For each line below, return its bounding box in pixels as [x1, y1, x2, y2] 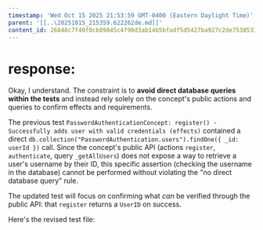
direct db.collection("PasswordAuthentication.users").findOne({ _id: [8, 134, 240, 144]
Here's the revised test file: [8, 215, 95, 225]
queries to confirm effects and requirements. [8, 103, 153, 112]
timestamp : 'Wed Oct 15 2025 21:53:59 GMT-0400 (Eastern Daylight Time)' [8, 11, 254, 20]
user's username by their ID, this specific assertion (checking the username [8, 159, 252, 169]
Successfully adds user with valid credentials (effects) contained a [8, 126, 241, 136]
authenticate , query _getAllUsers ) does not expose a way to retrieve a [8, 151, 237, 161]
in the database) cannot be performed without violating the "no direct [8, 168, 232, 177]
